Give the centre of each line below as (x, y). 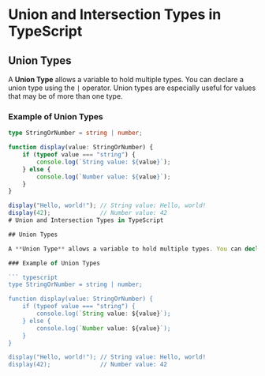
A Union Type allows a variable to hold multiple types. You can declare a (126, 79)
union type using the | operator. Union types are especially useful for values (132, 88)
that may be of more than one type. (66, 96)
